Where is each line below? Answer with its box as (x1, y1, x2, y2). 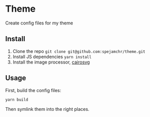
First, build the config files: (5, 87, 62, 93)
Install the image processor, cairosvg (12, 59, 90, 65)
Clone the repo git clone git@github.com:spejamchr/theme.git (12, 48, 146, 54)
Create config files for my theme (5, 20, 73, 26)
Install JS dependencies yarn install (12, 53, 92, 60)
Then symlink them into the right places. (5, 106, 90, 112)
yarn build (5, 97, 28, 102)
